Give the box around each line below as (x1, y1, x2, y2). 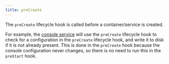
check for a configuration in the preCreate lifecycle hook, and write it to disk (5, 37, 164, 43)
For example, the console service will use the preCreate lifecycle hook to (5, 31, 157, 37)
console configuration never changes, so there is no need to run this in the (5, 47, 161, 53)
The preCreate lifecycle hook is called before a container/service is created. (5, 21, 164, 27)
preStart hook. (5, 53, 37, 59)
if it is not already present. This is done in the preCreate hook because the (5, 42, 160, 48)
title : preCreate (5, 7, 42, 13)
